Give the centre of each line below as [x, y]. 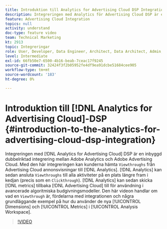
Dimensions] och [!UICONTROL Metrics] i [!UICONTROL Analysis [72, 207]
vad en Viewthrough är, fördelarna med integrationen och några [70, 196]
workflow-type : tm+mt [28, 70]
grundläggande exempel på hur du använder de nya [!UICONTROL [73, 201]
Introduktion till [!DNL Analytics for [79, 108]
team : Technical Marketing [33, 38]
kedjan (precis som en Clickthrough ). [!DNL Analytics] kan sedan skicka [79, 180]
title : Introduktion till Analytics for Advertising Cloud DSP [72, 10]
